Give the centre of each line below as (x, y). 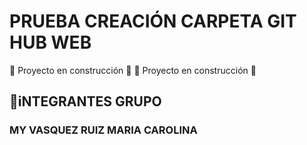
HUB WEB (50, 42)
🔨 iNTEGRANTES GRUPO (85, 101)
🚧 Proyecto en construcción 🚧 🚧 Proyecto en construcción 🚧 (133, 70)
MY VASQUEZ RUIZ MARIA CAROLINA (103, 130)
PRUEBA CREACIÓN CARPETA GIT (153, 21)
